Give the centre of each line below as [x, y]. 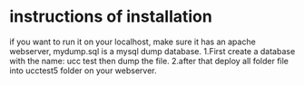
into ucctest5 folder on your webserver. [83, 71]
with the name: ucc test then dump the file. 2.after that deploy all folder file [149, 61]
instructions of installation [111, 17]
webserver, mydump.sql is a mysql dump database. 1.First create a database [152, 51]
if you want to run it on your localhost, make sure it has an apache [132, 42]
